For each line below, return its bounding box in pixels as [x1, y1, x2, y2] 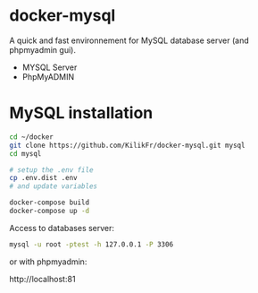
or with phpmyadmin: [9, 256, 87, 267]
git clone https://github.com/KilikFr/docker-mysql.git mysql [9, 141, 246, 150]
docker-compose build [9, 198, 90, 207]
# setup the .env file [9, 165, 94, 175]
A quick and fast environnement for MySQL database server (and [9, 35, 249, 46]
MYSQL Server [21, 62, 78, 73]
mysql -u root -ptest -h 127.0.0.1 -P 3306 [9, 239, 174, 249]
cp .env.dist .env [9, 174, 78, 183]
